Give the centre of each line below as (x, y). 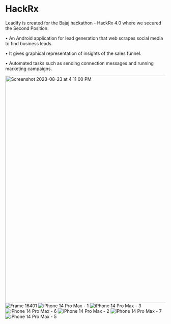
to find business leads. (29, 43)
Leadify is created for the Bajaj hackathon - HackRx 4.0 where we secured (83, 23)
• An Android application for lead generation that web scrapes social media (84, 38)
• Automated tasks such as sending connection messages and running (80, 63)
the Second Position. (27, 28)
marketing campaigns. (29, 69)
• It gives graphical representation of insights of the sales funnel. (73, 53)
